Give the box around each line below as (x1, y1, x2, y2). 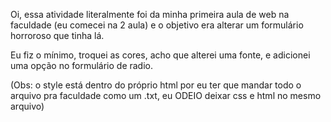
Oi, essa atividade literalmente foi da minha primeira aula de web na (10, 9, 290, 20)
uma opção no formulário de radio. (10, 60, 154, 71)
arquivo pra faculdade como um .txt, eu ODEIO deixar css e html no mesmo (10, 90, 322, 101)
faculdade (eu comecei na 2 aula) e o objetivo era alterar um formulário (10, 19, 304, 31)
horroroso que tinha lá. (10, 30, 105, 41)
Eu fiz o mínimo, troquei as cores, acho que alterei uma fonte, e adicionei (10, 49, 311, 61)
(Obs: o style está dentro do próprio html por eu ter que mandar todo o (10, 79, 302, 91)
